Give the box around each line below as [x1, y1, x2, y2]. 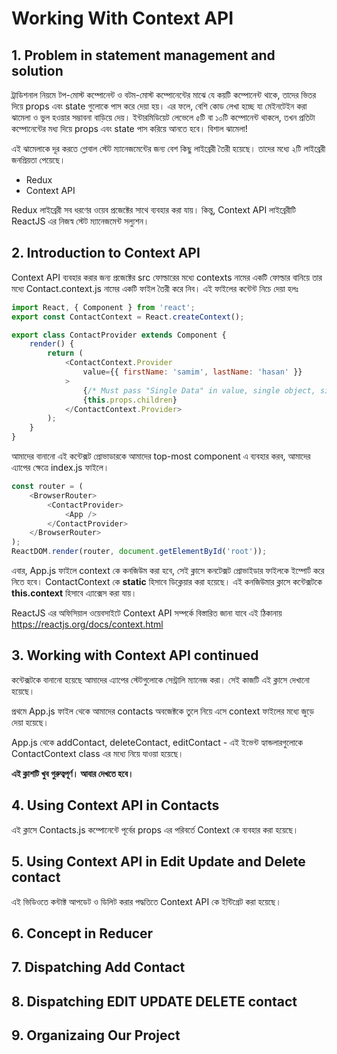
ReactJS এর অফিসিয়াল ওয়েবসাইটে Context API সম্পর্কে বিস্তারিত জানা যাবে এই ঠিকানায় [11, 607, 283, 619]
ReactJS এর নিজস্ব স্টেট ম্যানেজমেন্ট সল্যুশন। [11, 215, 150, 227]
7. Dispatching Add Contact [11, 959, 186, 976]
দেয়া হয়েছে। [11, 716, 49, 728]
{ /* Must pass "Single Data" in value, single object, [82, 385, 316, 396]
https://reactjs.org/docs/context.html [11, 618, 164, 631]
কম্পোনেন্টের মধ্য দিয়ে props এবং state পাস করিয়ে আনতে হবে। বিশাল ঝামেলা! [11, 123, 248, 134]
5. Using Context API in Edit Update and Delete [11, 853, 306, 871]
